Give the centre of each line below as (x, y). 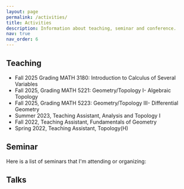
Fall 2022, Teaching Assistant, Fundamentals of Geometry (86, 122)
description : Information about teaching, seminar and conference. (91, 28)
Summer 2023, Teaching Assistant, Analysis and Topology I (88, 115)
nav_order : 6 (22, 39)
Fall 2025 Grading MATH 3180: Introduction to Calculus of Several (95, 77)
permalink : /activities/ (37, 17)
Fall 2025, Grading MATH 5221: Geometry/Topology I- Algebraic (93, 90)
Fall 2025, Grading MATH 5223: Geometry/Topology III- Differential (96, 103)
